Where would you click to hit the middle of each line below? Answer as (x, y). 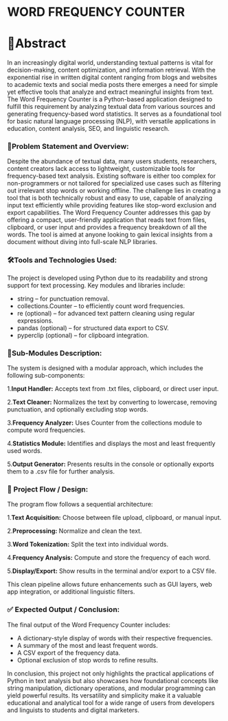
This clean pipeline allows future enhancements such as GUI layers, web (110, 585)
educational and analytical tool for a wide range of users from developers (111, 702)
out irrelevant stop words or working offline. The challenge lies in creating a (114, 191)
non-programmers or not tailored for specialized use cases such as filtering (114, 183)
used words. (25, 451)
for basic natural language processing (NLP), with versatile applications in (112, 121)
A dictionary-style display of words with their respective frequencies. (115, 638)
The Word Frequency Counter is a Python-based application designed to (110, 99)
